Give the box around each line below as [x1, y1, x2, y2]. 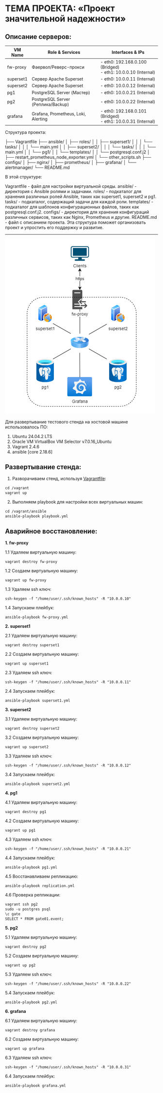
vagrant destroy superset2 [5, 726, 60, 731]
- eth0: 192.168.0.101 [100, 108, 147, 114]
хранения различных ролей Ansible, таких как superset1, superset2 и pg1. [5, 194, 157, 199]
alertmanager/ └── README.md [5, 164, 70, 170]
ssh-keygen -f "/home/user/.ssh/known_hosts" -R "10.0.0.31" [5, 1065, 131, 1070]
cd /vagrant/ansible [5, 509, 47, 514]
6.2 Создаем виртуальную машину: [5, 1036, 79, 1042]
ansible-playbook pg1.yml [5, 865, 57, 870]
